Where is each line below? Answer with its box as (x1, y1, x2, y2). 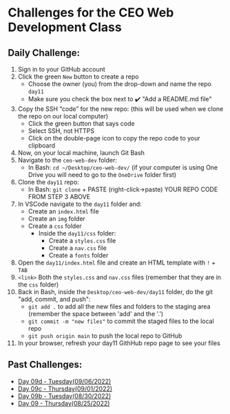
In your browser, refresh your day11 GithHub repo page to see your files (17, 339, 221, 347)
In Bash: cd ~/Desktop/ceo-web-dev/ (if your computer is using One (28, 163, 218, 172)
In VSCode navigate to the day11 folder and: (17, 200, 142, 208)
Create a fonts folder (48, 251, 109, 259)
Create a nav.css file (48, 244, 107, 252)
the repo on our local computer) (17, 112, 109, 120)
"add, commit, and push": (17, 295, 91, 303)
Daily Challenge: (8, 47, 81, 59)
